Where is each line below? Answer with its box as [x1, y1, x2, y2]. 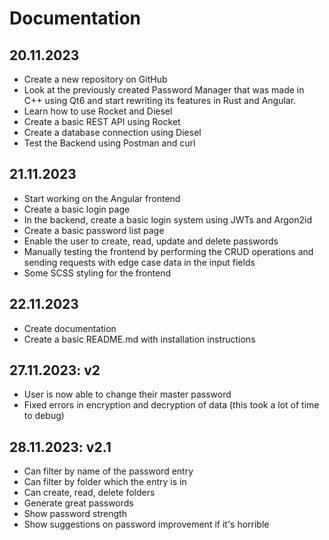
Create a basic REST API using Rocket [23, 116, 181, 127]
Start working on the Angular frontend [23, 192, 181, 204]
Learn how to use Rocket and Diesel [23, 105, 173, 117]
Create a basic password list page [23, 224, 165, 236]
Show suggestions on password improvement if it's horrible [23, 518, 270, 531]
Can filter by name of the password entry [23, 465, 194, 477]
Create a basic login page [23, 203, 131, 215]
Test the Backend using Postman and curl [23, 137, 196, 149]
